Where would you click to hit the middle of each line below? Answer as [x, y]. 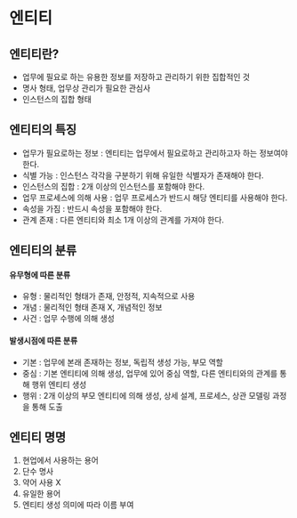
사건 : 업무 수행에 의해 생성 [68, 319]
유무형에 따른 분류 [40, 275]
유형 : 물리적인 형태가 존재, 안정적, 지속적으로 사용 [108, 296]
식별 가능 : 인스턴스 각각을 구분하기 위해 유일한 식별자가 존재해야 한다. [143, 175]
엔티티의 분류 [43, 251]
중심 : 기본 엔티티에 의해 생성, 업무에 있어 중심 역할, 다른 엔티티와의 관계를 [150, 373]
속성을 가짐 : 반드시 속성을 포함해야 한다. [92, 208]
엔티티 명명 [38, 437]
